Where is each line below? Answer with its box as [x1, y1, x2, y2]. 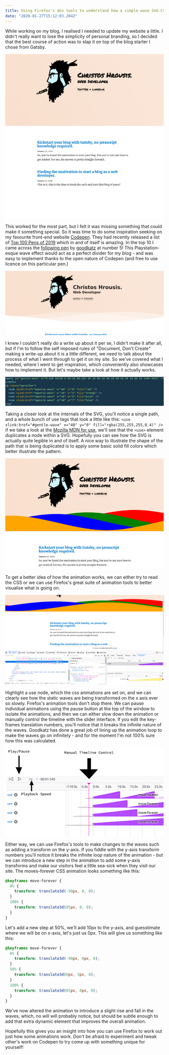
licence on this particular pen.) [5, 261, 69, 267]
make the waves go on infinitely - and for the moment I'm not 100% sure [5, 732, 155, 738]
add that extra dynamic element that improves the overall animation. [5, 1018, 146, 1024]
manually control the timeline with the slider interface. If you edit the [5, 716, 146, 722]
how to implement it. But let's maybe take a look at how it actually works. [5, 367, 156, 373]
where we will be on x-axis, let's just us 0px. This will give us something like [5, 930, 162, 936]
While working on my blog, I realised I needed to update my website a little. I [5, 28, 163, 34]
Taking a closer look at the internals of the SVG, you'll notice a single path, [5, 411, 159, 417]
